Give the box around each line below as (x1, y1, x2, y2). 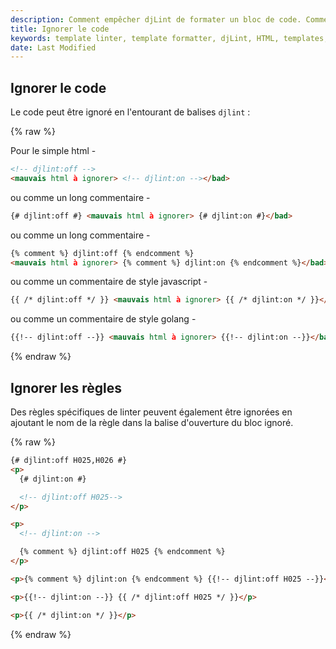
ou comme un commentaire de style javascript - (10, 276, 208, 288)
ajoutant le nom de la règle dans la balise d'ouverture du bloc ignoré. (10, 417, 294, 428)
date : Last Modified (10, 42, 97, 53)
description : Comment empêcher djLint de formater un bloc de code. (10, 14, 302, 25)
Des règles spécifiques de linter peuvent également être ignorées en (10, 406, 293, 418)
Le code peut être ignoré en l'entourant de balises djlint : (10, 106, 251, 118)
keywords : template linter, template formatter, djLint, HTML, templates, (10, 33, 329, 43)
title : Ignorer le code (10, 24, 110, 34)
